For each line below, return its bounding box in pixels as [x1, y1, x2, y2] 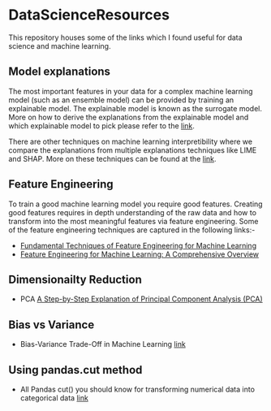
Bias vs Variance [8, 318, 95, 331]
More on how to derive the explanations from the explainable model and [8, 112, 249, 122]
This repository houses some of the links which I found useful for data [8, 32, 243, 42]
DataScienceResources [8, 6, 170, 24]
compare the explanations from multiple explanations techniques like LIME [8, 145, 257, 155]
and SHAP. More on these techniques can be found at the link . [8, 154, 217, 163]
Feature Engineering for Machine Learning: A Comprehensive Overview [19, 249, 260, 259]
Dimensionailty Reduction [8, 272, 142, 286]
